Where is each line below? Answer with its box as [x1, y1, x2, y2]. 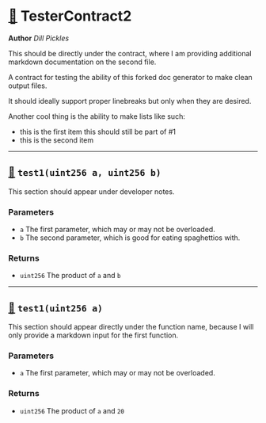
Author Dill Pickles [8, 33, 70, 43]
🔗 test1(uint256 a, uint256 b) [8, 166, 161, 179]
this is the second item [19, 135, 94, 145]
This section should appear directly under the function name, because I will [8, 322, 254, 332]
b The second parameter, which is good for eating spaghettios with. [19, 233, 241, 242]
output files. [8, 81, 47, 90]
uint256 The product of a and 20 [19, 406, 125, 415]
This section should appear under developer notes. [8, 186, 175, 196]
